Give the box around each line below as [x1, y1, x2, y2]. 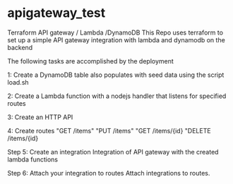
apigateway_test [7, 5, 106, 21]
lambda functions [7, 155, 59, 164]
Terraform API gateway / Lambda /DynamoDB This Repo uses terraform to [7, 28, 224, 37]
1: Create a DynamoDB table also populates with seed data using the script [7, 70, 225, 79]
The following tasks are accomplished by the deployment [7, 56, 174, 65]
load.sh [7, 78, 30, 86]
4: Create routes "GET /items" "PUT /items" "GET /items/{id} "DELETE [7, 126, 211, 135]
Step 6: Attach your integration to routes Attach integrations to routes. [7, 168, 210, 177]
